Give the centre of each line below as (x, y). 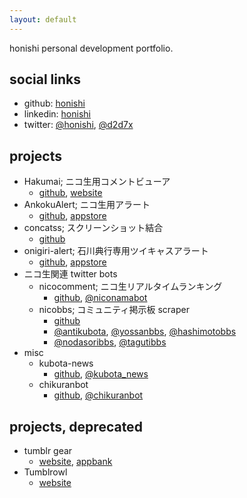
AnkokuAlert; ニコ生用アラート (87, 205)
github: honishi (54, 103)
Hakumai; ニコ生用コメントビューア (97, 182)
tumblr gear (48, 451)
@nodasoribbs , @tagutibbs (110, 342)
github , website (70, 193)
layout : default (43, 19)
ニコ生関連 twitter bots (70, 274)
